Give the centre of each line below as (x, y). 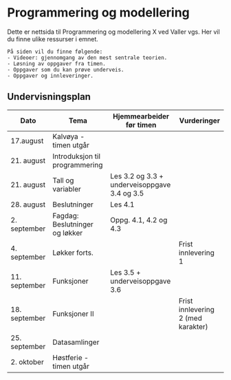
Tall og (63, 180)
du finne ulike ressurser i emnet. (53, 39)
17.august (27, 140)
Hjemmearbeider (141, 116)
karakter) (193, 326)
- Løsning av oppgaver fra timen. (57, 63)
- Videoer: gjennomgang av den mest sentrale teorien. (87, 57)
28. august (28, 204)
